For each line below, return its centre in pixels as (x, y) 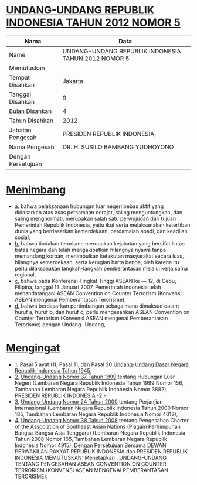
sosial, (22, 237)
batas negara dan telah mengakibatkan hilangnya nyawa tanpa (90, 250)
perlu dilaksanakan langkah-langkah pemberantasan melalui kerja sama (101, 268)
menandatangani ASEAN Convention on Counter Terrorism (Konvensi (98, 293)
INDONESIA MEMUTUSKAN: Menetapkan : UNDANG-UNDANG (91, 457)
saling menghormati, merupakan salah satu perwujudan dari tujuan (95, 218)
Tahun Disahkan (31, 121)
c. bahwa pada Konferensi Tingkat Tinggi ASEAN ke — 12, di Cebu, (95, 281)
